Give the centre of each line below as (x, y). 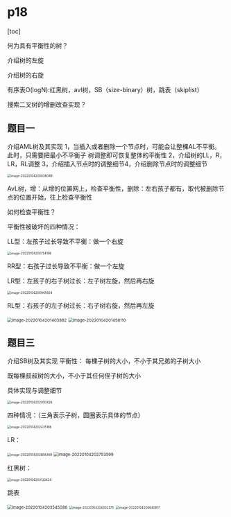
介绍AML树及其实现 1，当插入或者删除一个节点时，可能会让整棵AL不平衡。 (114, 146)
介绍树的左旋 (25, 60)
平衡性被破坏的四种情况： (44, 227)
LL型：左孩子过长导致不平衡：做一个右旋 (65, 241)
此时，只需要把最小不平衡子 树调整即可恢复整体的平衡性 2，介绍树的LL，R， (117, 155)
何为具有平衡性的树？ (37, 45)
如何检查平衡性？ (32, 211)
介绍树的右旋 (25, 75)
